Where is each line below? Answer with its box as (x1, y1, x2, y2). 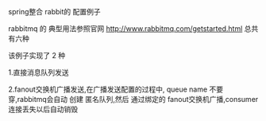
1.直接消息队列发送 (8, 68, 69, 77)
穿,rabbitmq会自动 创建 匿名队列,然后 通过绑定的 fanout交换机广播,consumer (8, 95, 259, 103)
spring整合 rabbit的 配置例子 (8, 7, 101, 16)
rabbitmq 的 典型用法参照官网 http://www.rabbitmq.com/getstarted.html (8, 24, 243, 33)
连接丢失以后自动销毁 (8, 104, 78, 114)
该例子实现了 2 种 (8, 51, 66, 60)
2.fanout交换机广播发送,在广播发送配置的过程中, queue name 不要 (8, 84, 224, 94)
